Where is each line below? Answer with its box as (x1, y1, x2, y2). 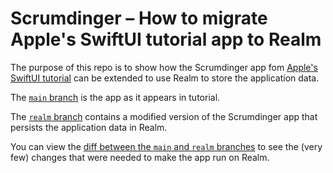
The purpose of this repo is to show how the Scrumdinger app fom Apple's (10, 61, 318, 73)
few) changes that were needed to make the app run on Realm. (10, 151, 270, 163)
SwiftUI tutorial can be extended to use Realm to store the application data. (10, 72, 320, 84)
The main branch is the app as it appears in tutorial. (10, 91, 221, 103)
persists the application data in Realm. (10, 121, 168, 133)
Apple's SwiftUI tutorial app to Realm (10, 28, 322, 51)
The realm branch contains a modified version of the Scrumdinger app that (10, 110, 318, 122)
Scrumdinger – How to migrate (10, 7, 268, 30)
